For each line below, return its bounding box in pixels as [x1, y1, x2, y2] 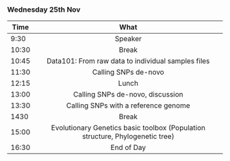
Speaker [114, 34, 142, 44]
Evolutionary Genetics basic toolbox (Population [51, 123, 205, 133]
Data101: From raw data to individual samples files [47, 56, 210, 66]
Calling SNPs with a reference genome [66, 101, 190, 110]
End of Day [110, 143, 146, 152]
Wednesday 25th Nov [7, 5, 81, 14]
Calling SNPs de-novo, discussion [73, 90, 183, 99]
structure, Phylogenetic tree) [81, 132, 175, 141]
